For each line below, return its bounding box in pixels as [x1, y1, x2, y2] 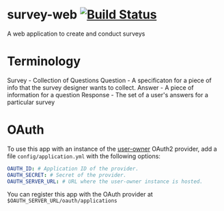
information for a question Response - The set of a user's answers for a [7, 90, 208, 99]
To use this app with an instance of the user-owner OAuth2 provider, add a [7, 145, 217, 153]
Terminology [7, 53, 81, 69]
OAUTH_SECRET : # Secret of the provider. [7, 171, 127, 178]
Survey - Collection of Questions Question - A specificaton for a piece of [7, 76, 212, 84]
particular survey [7, 98, 55, 106]
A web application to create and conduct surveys [7, 29, 145, 38]
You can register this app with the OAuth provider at [7, 190, 154, 199]
